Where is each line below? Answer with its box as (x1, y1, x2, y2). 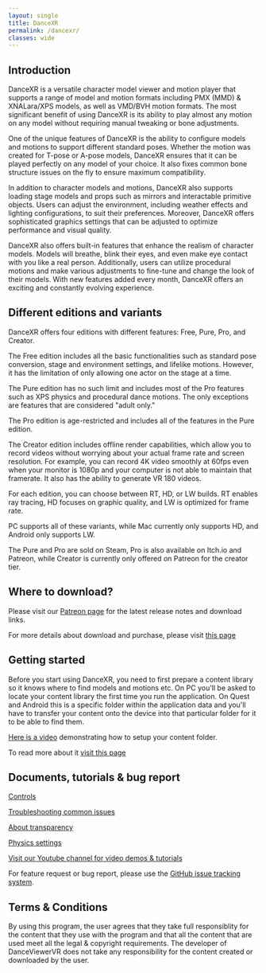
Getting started (8, 654, 86, 667)
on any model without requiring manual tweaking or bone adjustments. (8, 119, 240, 128)
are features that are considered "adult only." (8, 400, 156, 410)
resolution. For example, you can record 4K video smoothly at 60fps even (8, 456, 249, 466)
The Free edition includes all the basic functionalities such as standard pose (8, 351, 256, 361)
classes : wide (8, 33, 56, 42)
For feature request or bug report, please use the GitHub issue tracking (8, 869, 241, 878)
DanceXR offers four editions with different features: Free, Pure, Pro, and (8, 327, 246, 337)
